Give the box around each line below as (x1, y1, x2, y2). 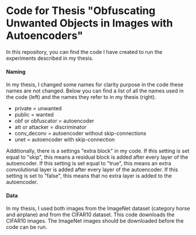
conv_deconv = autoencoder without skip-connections (14, 130, 146, 137)
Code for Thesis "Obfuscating (6, 4, 156, 18)
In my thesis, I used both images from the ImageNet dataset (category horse (6, 205, 190, 212)
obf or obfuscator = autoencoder (14, 117, 95, 124)
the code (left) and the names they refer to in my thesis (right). (6, 94, 157, 101)
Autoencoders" (6, 29, 83, 42)
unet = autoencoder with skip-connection (14, 136, 115, 143)
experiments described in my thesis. (6, 55, 94, 62)
